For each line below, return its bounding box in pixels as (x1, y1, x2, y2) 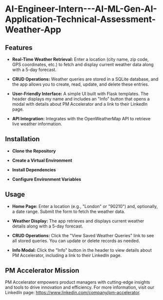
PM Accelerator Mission (5, 266, 79, 275)
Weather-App (5, 24, 62, 35)
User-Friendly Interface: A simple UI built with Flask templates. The (12, 91, 149, 96)
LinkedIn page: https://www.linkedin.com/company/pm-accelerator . (5, 290, 141, 296)
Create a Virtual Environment (12, 157, 72, 163)
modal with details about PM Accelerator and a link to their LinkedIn (12, 101, 148, 107)
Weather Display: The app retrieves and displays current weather (12, 218, 145, 224)
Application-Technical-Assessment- (5, 14, 156, 25)
